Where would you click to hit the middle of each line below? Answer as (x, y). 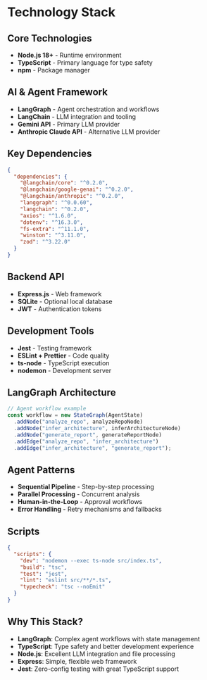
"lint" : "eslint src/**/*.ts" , (66, 580)
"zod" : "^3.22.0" (45, 242)
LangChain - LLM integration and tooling (76, 116)
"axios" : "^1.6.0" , (49, 215)
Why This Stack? (45, 622)
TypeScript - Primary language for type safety (85, 63)
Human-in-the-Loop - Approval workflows (80, 502)
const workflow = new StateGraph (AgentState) (75, 415)
